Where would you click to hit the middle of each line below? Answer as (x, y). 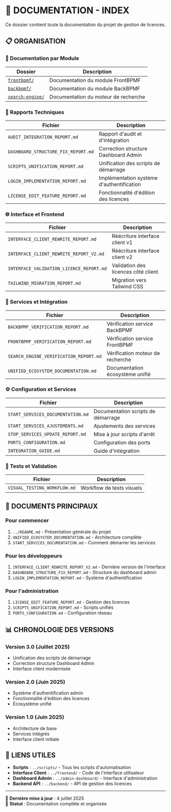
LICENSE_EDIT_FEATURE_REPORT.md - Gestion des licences (71, 602)
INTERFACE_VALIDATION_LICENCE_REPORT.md (57, 269)
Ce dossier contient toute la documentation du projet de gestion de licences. (86, 25)
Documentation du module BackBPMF (95, 88)
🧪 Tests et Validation (31, 466)
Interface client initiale (36, 739)
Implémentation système (128, 178)
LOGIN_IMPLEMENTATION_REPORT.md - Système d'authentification (77, 578)
